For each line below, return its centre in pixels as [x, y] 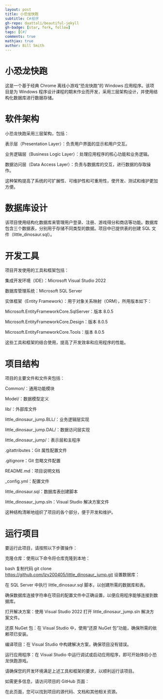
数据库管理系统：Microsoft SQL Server [44, 291]
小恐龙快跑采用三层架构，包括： [37, 133]
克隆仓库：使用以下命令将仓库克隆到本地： [48, 558]
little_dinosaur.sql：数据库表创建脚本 [41, 492]
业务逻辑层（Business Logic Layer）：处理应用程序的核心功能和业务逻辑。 [78, 154]
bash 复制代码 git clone [28, 569]
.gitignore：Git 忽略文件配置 [33, 461]
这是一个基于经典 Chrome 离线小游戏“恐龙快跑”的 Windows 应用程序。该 [78, 85]
